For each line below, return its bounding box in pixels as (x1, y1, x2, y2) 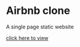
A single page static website (6, 23, 74, 30)
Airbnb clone (6, 4, 71, 17)
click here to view (6, 34, 48, 41)
